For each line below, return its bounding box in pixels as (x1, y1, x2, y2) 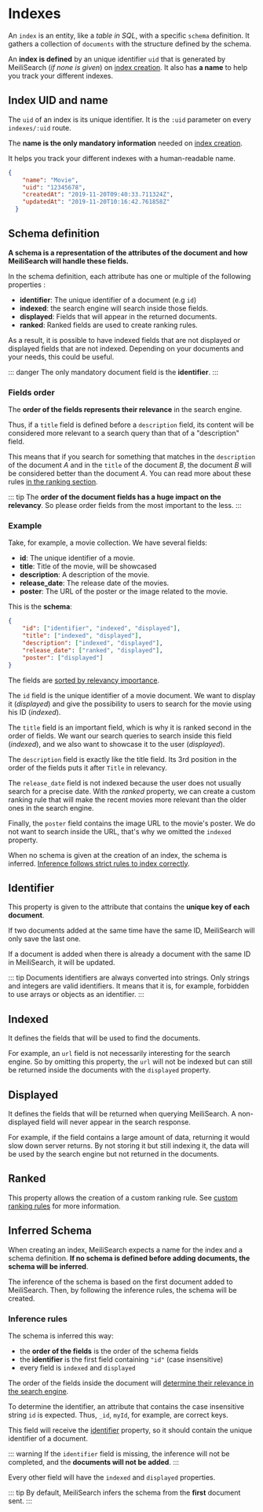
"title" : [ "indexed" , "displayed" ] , (22, 632, 143, 640)
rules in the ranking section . (8, 477, 98, 487)
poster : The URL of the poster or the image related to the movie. (19, 587, 228, 596)
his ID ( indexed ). (8, 707, 61, 716)
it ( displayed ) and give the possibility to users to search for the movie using (8, 699, 252, 708)
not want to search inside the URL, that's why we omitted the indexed (8, 826, 232, 836)
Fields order (8, 387, 55, 398)
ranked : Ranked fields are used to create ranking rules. (19, 320, 198, 329)
